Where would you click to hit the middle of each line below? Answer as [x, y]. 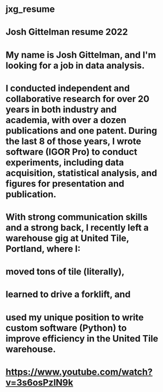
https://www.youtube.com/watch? [79, 372]
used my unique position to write [75, 317]
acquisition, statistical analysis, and [81, 173]
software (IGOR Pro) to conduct [72, 152]
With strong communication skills [77, 217]
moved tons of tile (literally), [65, 272]
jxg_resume [30, 9]
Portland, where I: [43, 249]
